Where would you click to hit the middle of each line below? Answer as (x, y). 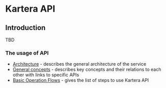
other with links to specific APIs (46, 75)
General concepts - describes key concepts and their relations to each (87, 70)
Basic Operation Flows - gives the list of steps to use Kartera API (81, 80)
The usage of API (27, 53)
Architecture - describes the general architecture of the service (79, 64)
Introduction (26, 28)
